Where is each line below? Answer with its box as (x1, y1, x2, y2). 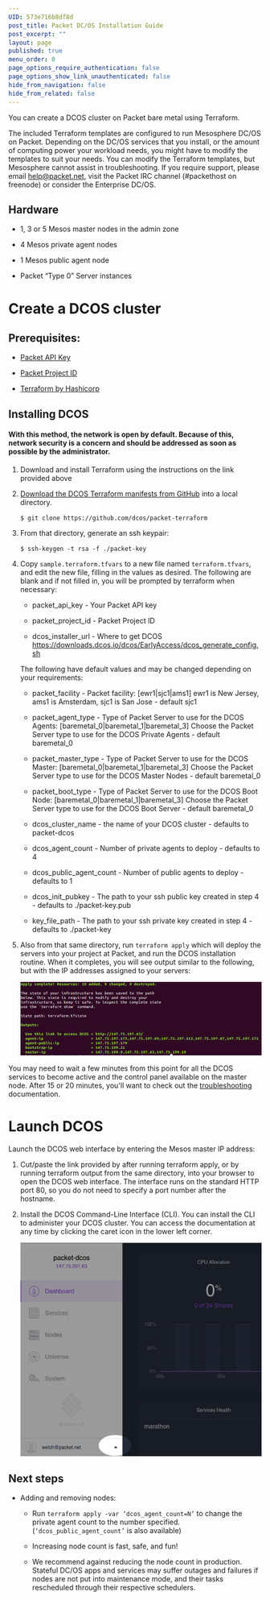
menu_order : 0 (8, 56, 56, 64)
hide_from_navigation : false (8, 81, 106, 89)
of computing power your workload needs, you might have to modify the (8, 145, 248, 155)
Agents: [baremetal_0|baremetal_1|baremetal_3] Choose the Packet (31, 721, 255, 731)
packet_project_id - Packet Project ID (31, 616, 155, 625)
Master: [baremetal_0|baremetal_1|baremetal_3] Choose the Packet (31, 762, 254, 772)
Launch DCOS (8, 1117, 104, 1136)
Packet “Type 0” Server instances (19, 271, 133, 281)
